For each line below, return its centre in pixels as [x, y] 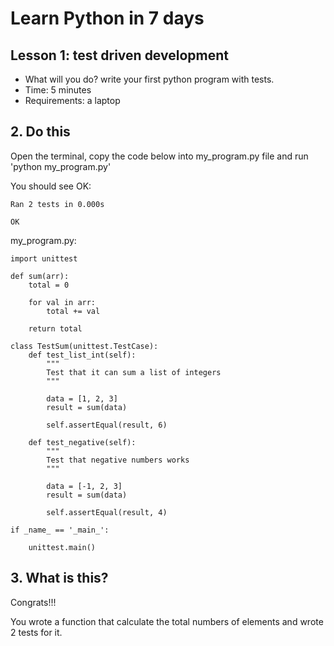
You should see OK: [51, 186]
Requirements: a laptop [72, 100]
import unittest [44, 258]
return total [55, 328]
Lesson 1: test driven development [119, 55]
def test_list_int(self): [82, 355]
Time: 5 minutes [58, 90]
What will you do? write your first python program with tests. [149, 79]
